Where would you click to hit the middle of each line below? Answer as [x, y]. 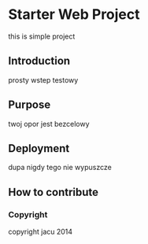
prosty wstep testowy [43, 79]
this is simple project [42, 36]
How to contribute [54, 192]
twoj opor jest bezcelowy [49, 124]
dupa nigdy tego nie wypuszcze [60, 168]
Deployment [39, 148]
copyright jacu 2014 [41, 232]
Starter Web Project [74, 15]
